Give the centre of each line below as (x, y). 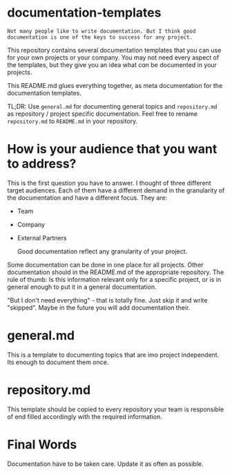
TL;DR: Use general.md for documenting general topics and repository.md (112, 106)
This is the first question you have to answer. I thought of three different (109, 183)
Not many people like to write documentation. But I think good (101, 31)
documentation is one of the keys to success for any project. (100, 37)
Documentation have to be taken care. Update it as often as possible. (105, 464)
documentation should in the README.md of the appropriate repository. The (116, 272)
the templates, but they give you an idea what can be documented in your (112, 64)
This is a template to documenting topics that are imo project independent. (113, 355)
